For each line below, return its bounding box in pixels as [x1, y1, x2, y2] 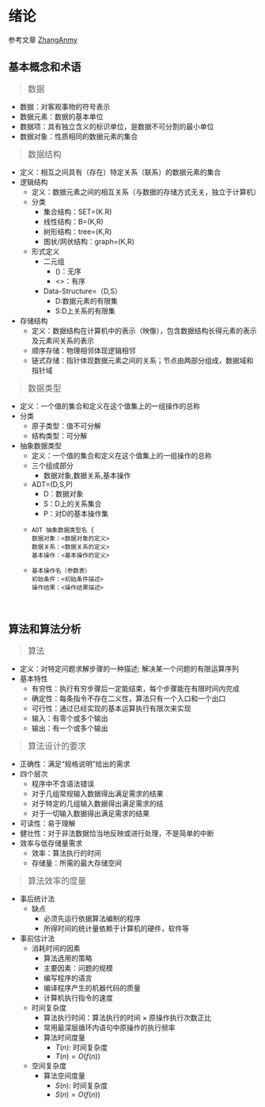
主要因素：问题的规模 [43, 963, 113, 972]
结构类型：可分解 [31, 431, 88, 440]
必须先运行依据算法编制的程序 [43, 914, 141, 923]
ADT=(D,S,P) [31, 479, 74, 488]
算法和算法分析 [8, 622, 81, 636]
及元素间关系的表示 [31, 335, 95, 345]
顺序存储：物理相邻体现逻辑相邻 [31, 346, 136, 355]
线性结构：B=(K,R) [43, 216, 104, 226]
